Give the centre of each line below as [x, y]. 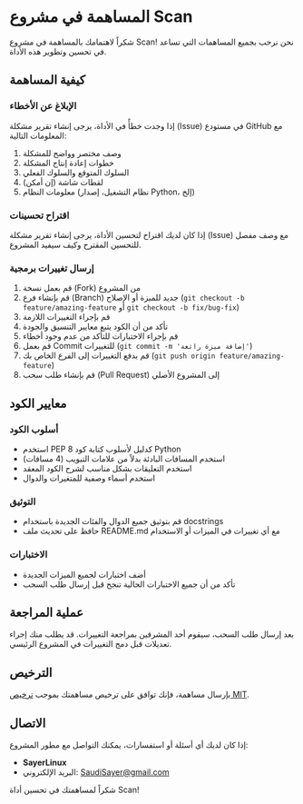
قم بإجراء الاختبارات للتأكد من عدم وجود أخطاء [100, 336]
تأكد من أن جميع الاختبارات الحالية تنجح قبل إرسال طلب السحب [129, 584]
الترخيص [31, 673]
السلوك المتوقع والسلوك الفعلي [76, 172]
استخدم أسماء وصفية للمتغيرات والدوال [89, 478]
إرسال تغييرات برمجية [52, 268]
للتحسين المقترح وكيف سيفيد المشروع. [75, 244]
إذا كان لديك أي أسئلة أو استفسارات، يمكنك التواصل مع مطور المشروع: [129, 744]
